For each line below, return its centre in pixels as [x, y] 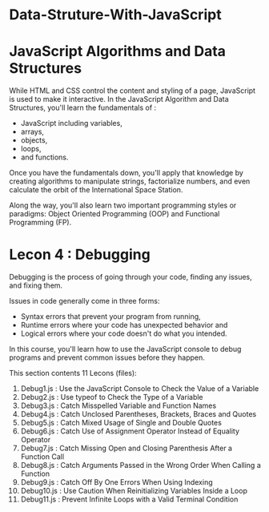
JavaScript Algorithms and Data [118, 52]
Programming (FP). [40, 223]
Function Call [42, 457]
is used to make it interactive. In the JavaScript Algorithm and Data [119, 99]
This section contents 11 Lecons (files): [73, 373]
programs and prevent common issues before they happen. [107, 357]
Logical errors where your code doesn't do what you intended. [124, 333]
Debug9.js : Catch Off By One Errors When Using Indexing [116, 482]
